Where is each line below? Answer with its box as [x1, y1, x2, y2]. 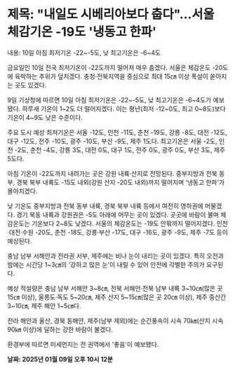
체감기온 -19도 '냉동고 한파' [7, 24, 156, 40]
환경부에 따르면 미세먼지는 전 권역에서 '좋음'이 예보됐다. [7, 340, 159, 348]
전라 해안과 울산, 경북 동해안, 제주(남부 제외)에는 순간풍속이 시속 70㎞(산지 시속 [7, 316, 224, 324]
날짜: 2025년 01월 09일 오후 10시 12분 [7, 355, 114, 363]
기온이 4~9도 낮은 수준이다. [7, 113, 83, 121]
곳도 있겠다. [14, 81, 47, 89]
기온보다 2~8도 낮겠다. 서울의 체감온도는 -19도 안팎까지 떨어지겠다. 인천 [31, 219, 228, 228]
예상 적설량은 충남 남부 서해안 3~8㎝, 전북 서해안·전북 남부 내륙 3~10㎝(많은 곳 [7, 284, 223, 292]
